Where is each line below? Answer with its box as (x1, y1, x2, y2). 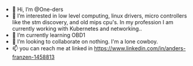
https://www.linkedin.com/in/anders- (94, 45, 186, 51)
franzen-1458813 (11, 53, 55, 61)
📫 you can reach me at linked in (11, 45, 93, 51)
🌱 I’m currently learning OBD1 (11, 31, 86, 39)
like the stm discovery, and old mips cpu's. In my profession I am (11, 19, 174, 25)
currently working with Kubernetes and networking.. (11, 25, 142, 32)
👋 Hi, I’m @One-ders (11, 6, 64, 13)
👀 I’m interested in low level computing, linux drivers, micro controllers (11, 12, 188, 19)
